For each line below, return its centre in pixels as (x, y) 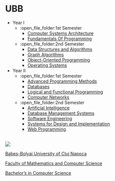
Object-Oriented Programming (58, 60)
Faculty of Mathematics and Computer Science (54, 163)
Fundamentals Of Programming (59, 39)
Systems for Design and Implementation (68, 124)
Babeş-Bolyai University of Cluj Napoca (46, 153)
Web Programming (47, 129)
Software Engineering (50, 118)
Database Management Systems (61, 113)
